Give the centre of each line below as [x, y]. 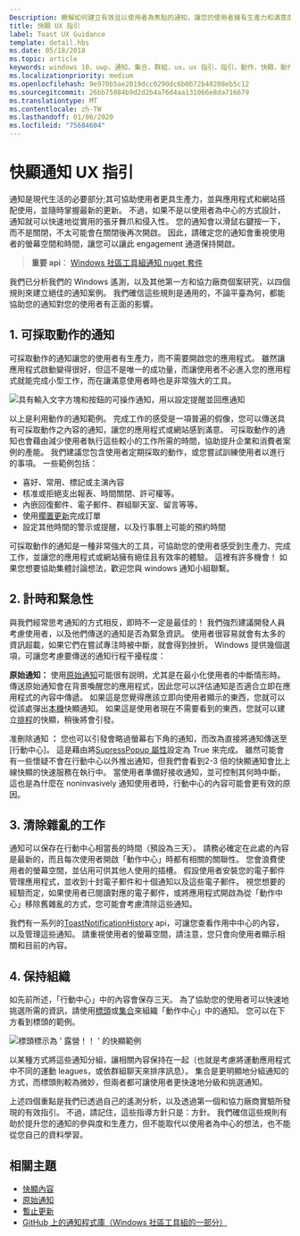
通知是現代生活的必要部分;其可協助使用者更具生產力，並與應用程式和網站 [144, 198]
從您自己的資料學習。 [48, 1135]
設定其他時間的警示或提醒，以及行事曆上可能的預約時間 [124, 526]
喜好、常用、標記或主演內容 [73, 482]
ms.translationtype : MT [54, 101]
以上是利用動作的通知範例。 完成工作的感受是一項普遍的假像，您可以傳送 [143, 418]
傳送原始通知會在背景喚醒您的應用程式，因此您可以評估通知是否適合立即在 [146, 685]
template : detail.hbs [50, 42]
